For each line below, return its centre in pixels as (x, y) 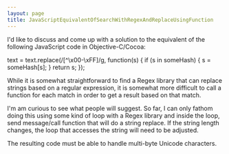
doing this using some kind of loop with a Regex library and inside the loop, (113, 115)
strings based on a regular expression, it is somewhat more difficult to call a (114, 88)
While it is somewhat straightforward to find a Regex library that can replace (115, 80)
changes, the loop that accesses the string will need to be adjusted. (103, 130)
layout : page (26, 13)
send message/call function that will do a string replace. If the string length (113, 123)
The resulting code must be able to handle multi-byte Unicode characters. (112, 143)
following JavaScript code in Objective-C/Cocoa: (76, 47)
